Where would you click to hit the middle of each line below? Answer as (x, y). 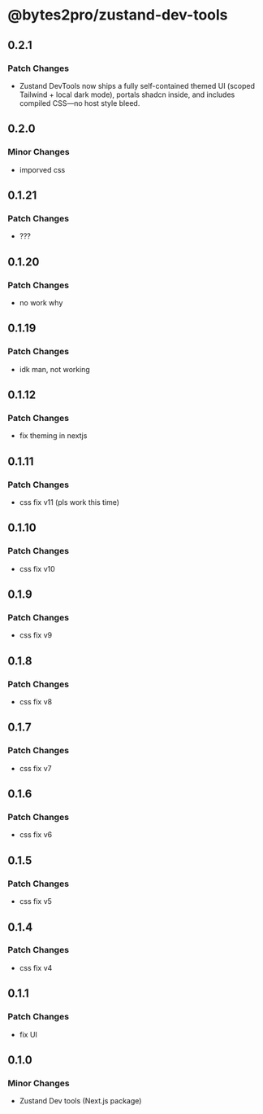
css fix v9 (36, 635)
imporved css (42, 169)
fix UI (28, 1034)
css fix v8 (36, 702)
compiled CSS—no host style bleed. (80, 103)
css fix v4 (36, 967)
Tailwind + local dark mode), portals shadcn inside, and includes (127, 94)
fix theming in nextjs (53, 436)
